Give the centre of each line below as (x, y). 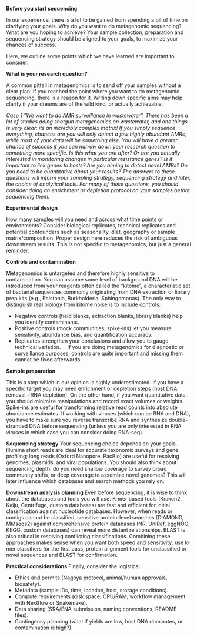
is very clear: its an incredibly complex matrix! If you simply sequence (91, 128)
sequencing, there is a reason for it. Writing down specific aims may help (94, 98)
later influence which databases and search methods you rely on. (85, 481)
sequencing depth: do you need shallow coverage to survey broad (86, 469)
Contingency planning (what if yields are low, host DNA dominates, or (99, 621)
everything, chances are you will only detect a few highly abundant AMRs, (96, 134)
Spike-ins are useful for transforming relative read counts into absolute (92, 407)
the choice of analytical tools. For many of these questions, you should (92, 184)
